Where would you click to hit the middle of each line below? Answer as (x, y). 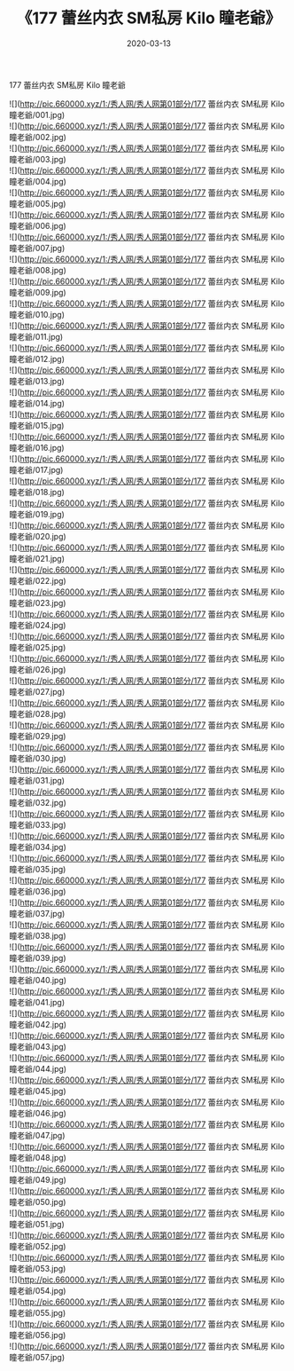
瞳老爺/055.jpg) (38, 1312)
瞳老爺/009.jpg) (38, 292)
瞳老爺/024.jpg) (38, 625)
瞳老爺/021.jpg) (37, 558)
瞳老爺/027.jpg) (37, 691)
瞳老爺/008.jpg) (38, 270)
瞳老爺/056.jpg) (38, 1335)
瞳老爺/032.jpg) (38, 802)
